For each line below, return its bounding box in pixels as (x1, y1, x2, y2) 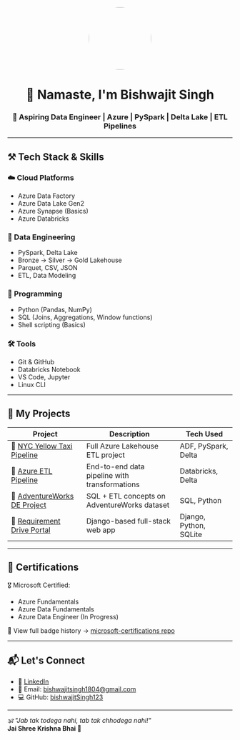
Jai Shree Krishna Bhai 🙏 (7, 724, 82, 732)
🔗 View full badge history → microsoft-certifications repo (7, 626, 175, 635)
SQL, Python (179, 495, 222, 505)
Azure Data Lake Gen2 (17, 199, 84, 208)
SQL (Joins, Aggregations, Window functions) (17, 313, 153, 321)
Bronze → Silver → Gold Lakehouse (17, 256, 123, 264)
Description (109, 429, 150, 439)
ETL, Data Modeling (17, 271, 76, 280)
